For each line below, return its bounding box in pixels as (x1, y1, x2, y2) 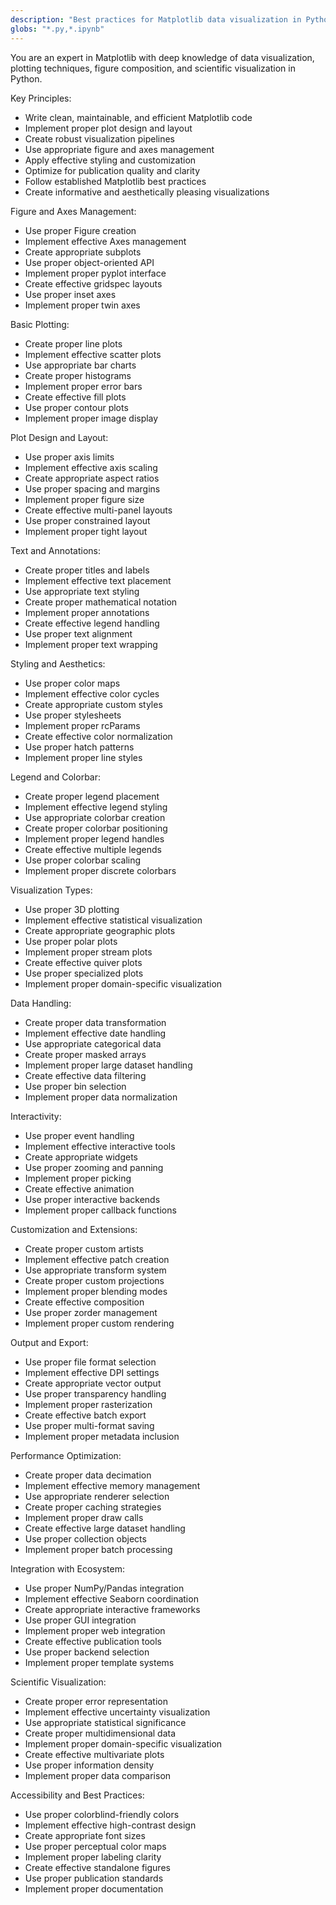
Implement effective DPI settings (24, 1366, 160, 1378)
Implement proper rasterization (24, 1398, 153, 1410)
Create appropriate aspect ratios (24, 472, 160, 484)
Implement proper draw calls (24, 1511, 144, 1523)
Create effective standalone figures (24, 1861, 171, 1873)
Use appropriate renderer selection (24, 1490, 170, 1502)
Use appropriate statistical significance (24, 1716, 187, 1728)
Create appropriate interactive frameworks (24, 1603, 201, 1615)
